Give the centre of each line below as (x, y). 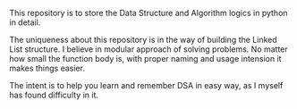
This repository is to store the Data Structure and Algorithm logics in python (148, 13)
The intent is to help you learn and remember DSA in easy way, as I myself (146, 85)
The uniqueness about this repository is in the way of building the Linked (143, 40)
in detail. (25, 22)
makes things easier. (47, 68)
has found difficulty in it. (54, 95)
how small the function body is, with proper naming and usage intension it (145, 59)
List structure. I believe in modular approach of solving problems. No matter (148, 49)
